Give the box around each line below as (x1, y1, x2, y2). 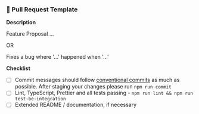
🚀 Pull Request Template (6, 5, 78, 14)
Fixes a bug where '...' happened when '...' (6, 53, 109, 61)
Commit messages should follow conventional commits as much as (14, 77, 180, 84)
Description (6, 19, 36, 26)
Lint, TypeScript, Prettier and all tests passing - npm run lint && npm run (14, 89, 194, 97)
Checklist (6, 65, 31, 72)
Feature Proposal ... (6, 30, 54, 37)
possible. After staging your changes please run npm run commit (14, 83, 172, 90)
